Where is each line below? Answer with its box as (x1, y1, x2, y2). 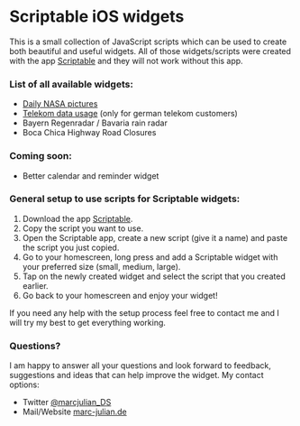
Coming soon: (9, 150, 72, 162)
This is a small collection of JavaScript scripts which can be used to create (9, 36, 287, 47)
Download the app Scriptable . (22, 213, 133, 224)
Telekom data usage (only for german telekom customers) (22, 108, 239, 119)
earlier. (22, 280, 49, 291)
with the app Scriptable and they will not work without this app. (9, 55, 243, 66)
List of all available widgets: (9, 78, 133, 90)
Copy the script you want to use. (22, 223, 144, 234)
